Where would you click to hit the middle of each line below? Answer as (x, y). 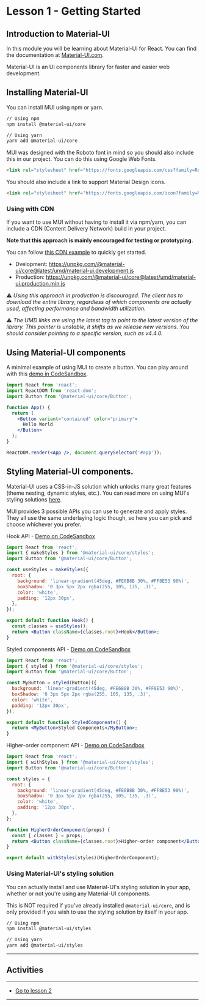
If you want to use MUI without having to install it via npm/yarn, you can (96, 222)
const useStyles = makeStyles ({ (47, 570)
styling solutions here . (34, 499)
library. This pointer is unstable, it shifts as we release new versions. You (98, 327)
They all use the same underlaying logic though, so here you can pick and (99, 517)
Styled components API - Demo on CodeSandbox (69, 649)
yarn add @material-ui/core (42, 141)
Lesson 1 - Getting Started (74, 11)
